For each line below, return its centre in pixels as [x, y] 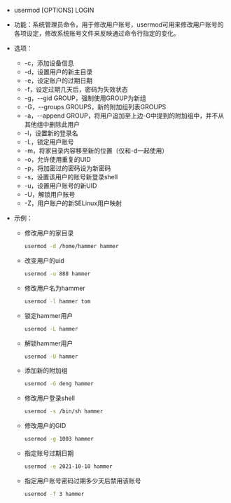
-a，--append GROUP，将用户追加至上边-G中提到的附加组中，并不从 [124, 116]
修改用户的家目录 [49, 233]
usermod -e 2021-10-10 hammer [69, 467]
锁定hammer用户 [49, 315]
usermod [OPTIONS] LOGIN [54, 10]
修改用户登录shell [50, 398]
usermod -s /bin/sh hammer [64, 412]
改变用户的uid [44, 260]
